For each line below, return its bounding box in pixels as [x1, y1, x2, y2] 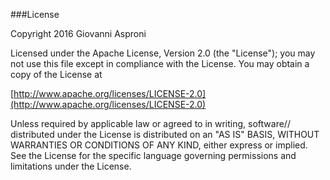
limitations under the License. [10, 160, 132, 172]
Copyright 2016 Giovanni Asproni [10, 28, 147, 39]
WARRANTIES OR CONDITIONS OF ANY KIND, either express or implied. [10, 139, 308, 151]
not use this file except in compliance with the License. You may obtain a [10, 58, 310, 69]
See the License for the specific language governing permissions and [10, 150, 297, 161]
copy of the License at [10, 69, 103, 80]
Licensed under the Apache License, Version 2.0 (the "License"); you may [10, 47, 316, 59]
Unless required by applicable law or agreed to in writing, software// [10, 118, 291, 129]
